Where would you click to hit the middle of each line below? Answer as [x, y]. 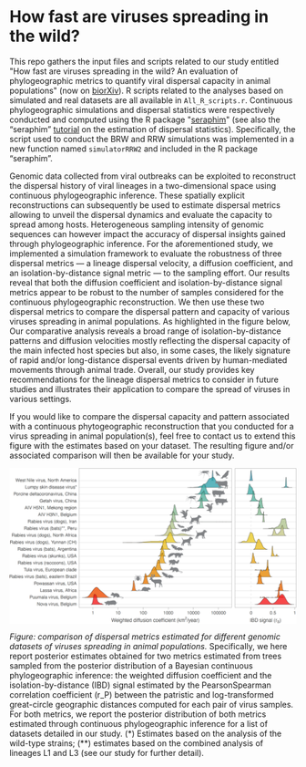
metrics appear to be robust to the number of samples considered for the [147, 292]
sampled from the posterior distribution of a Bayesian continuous [131, 665]
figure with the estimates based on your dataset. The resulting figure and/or [152, 445]
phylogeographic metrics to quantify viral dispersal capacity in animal [140, 80]
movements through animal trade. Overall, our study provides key [132, 369]
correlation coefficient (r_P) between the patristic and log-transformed [142, 694]
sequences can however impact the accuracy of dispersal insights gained [148, 233]
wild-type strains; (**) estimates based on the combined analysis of [137, 743]
